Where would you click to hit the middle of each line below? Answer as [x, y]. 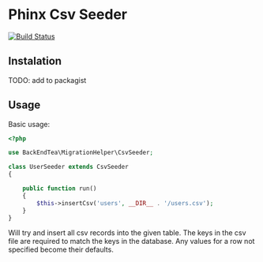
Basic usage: [29, 124]
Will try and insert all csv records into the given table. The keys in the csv [127, 233]
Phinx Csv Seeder [68, 15]
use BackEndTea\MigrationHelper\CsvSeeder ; [81, 153]
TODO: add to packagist [47, 80]
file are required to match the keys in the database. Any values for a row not [131, 241]
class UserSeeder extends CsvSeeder [68, 167]
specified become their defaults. [61, 249]
